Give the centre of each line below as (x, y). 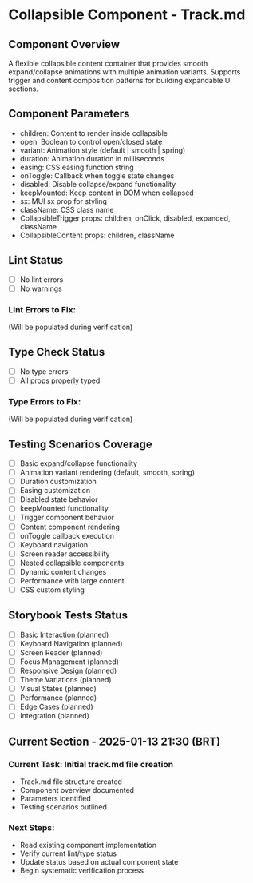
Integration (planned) (55, 716)
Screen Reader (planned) (61, 652)
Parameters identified (55, 799)
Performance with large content (72, 580)
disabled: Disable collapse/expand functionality (98, 184)
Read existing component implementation (88, 845)
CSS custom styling (52, 590)
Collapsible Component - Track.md (127, 15)
